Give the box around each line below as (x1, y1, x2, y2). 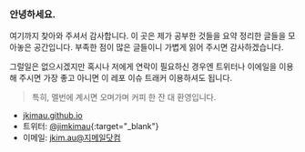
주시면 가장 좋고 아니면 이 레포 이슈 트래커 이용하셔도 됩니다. (18, 73, 233, 84)
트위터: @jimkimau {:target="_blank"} (22, 121, 159, 132)
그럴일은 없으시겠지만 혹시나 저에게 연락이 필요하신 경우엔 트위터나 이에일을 (9, 61, 278, 72)
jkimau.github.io (22, 110, 84, 121)
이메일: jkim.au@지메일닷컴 (22, 132, 121, 143)
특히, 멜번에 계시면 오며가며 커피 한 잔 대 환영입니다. (31, 92, 217, 103)
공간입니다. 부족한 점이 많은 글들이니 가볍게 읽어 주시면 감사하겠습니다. (33, 42, 284, 53)
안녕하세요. (9, 7, 56, 20)
